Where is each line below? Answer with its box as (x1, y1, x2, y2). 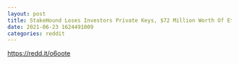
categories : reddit (7, 30, 65, 37)
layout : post (7, 10, 46, 18)
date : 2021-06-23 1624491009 (7, 23, 94, 30)
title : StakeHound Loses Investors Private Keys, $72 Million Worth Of (7, 17, 224, 24)
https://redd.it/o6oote (7, 49, 71, 58)
